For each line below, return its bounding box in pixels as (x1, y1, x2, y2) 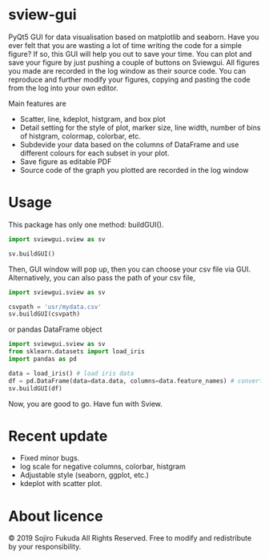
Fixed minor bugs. (19, 453, 80, 463)
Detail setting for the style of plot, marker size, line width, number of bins (19, 123, 261, 132)
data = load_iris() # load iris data (8, 369, 134, 377)
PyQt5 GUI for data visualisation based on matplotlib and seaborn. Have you (8, 32, 259, 42)
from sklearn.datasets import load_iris (8, 348, 146, 356)
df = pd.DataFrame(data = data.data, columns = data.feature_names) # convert (8, 376, 263, 385)
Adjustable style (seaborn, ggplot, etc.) (19, 470, 150, 480)
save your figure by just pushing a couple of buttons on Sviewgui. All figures (8, 58, 260, 67)
